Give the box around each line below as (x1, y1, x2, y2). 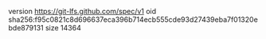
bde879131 (8, 23, 44, 32)
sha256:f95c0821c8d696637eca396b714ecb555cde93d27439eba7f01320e (8, 15, 259, 24)
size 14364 (45, 23, 81, 32)
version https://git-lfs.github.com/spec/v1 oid (8, 7, 157, 16)
